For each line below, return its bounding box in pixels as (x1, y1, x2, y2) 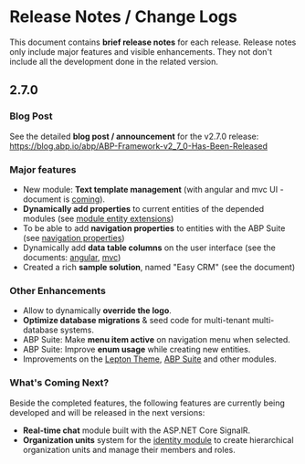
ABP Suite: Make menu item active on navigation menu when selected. (22, 334, 290, 345)
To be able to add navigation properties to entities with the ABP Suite (22, 222, 286, 234)
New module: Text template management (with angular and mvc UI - (22, 184, 285, 195)
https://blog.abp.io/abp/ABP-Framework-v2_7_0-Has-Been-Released (9, 140, 268, 152)
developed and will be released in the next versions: (9, 406, 205, 417)
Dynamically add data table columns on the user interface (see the (22, 242, 277, 253)
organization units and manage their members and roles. (22, 444, 236, 455)
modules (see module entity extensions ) (22, 213, 174, 224)
